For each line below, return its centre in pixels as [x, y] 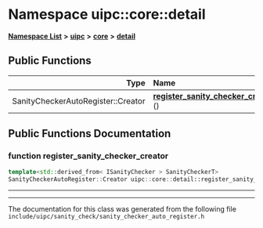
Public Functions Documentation [90, 134]
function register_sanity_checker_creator [88, 156]
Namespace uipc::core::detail [107, 14]
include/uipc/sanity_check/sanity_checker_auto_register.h [106, 217]
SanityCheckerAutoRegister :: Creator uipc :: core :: [91, 179]
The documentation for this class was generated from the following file [122, 209]
